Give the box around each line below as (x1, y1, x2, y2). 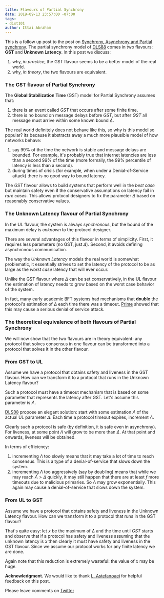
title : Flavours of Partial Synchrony (5, 7, 84, 12)
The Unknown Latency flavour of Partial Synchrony (5, 210, 129, 217)
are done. (5, 549, 24, 554)
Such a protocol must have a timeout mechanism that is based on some (5, 389, 149, 395)
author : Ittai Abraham (5, 25, 51, 30)
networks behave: (5, 138, 41, 144)
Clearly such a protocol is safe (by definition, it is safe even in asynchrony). (5, 424, 156, 430)
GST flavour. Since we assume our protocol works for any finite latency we (5, 543, 155, 549)
